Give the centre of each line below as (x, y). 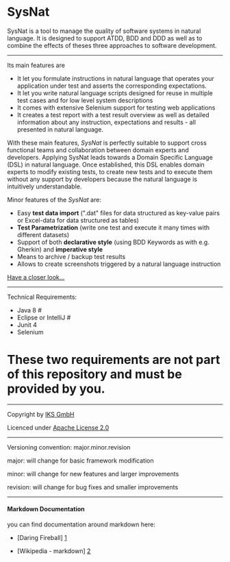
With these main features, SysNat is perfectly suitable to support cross (107, 143)
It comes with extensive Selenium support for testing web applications (116, 108)
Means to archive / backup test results (71, 256)
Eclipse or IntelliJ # (44, 317)
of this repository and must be (95, 375)
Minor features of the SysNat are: (54, 199)
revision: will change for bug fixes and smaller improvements (93, 487)
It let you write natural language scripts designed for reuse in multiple (115, 93)
